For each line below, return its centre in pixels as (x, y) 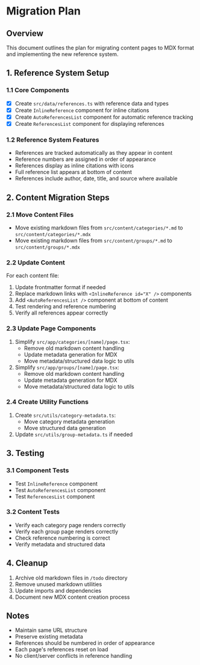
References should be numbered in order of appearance (85, 643)
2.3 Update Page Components (51, 328)
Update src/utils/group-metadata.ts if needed (74, 434)
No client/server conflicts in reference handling (73, 656)
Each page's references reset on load (61, 649)
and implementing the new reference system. (62, 54)
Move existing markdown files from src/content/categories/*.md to (99, 228)
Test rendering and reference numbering (65, 307)
